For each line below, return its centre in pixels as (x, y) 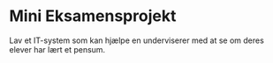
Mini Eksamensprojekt (93, 16)
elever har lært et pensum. (57, 49)
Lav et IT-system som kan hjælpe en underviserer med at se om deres (137, 40)
